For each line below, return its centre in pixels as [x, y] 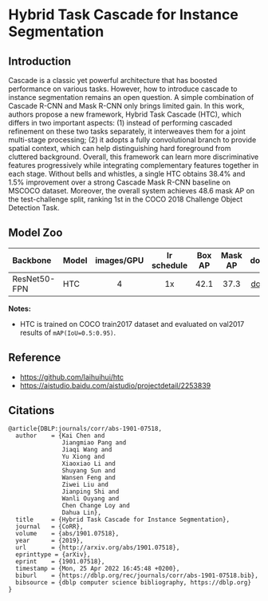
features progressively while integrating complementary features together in [134, 165]
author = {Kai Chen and [60, 436]
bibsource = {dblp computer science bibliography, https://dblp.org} [133, 583]
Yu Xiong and [83, 457]
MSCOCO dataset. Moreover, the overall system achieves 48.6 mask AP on [132, 191]
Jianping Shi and [91, 492]
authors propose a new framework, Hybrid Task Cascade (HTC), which [125, 114]
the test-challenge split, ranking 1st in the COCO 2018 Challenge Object [126, 199]
